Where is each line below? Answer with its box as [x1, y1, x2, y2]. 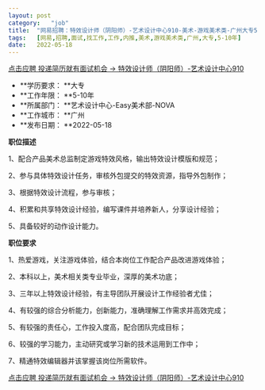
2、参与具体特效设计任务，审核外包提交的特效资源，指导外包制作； [8, 171, 229, 181]
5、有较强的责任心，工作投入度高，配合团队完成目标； [8, 323, 186, 332]
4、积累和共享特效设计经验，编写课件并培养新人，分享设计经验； [8, 205, 222, 214]
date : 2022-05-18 [8, 41, 73, 49]
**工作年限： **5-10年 [19, 90, 95, 100]
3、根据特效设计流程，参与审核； [8, 188, 117, 197]
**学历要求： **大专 [19, 81, 85, 90]
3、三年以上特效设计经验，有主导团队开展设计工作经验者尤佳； [8, 289, 214, 298]
